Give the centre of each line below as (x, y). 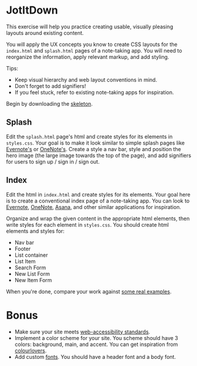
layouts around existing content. (45, 32)
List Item (25, 261)
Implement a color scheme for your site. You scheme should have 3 (96, 338)
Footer (23, 249)
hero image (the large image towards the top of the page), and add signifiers (99, 155)
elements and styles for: (35, 231)
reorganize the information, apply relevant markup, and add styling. (88, 57)
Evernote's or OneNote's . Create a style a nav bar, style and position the (94, 149)
